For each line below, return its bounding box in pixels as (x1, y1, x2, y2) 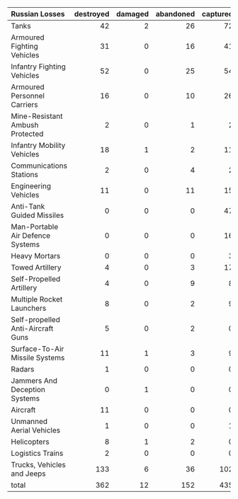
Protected (11, 129, 44, 139)
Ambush (11, 120, 39, 130)
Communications (11, 161, 67, 171)
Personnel (11, 91, 45, 101)
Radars (11, 365, 35, 374)
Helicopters (11, 437, 50, 447)
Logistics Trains (11, 449, 64, 458)
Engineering (11, 181, 52, 190)
